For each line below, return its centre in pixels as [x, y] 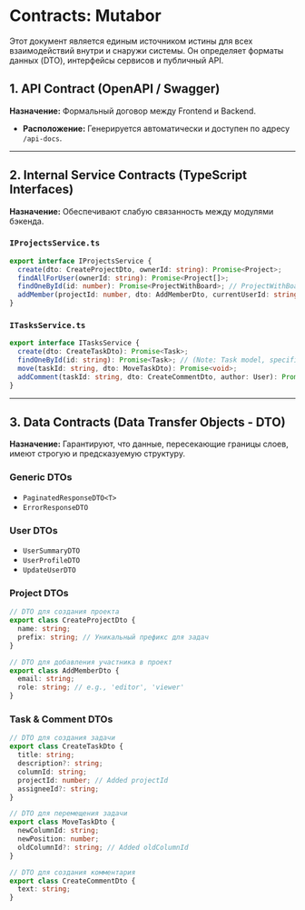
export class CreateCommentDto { [73, 881]
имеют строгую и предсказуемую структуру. [98, 454]
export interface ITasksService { [75, 343]
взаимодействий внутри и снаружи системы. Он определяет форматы [147, 50]
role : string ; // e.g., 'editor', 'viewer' [101, 687]
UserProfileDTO [51, 561]
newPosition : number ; [59, 839]
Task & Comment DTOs [61, 719]
